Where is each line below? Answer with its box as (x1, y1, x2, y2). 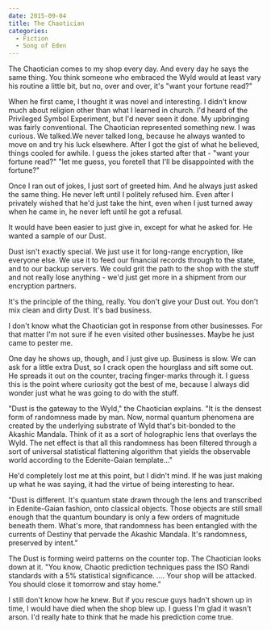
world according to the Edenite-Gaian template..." (8, 456, 173, 465)
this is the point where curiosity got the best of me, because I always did (8, 380, 250, 389)
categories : (8, 27, 48, 35)
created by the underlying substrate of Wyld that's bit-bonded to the (8, 421, 236, 430)
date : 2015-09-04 (8, 11, 67, 20)
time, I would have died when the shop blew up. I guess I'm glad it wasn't (8, 603, 252, 614)
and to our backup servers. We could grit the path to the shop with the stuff (8, 264, 260, 274)
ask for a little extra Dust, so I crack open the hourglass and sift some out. (8, 363, 254, 372)
